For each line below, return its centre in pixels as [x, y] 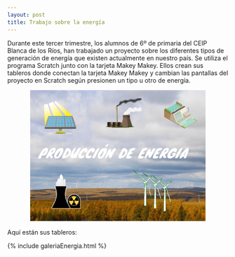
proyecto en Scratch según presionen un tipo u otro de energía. [99, 80]
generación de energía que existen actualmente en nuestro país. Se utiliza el [117, 58]
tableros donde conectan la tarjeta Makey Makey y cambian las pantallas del [118, 73]
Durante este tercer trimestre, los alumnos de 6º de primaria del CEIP [107, 43]
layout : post [26, 15]
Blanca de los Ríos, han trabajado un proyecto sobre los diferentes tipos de [116, 50]
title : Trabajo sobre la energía [56, 22]
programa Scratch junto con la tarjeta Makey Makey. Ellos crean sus [106, 65]
